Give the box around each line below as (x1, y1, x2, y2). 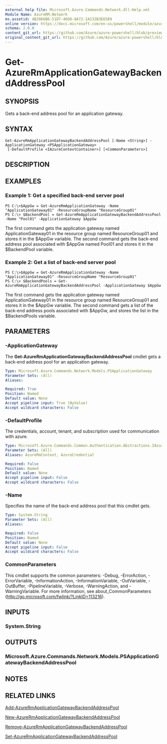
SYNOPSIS (5, 97, 39, 106)
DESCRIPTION (5, 160, 50, 169)
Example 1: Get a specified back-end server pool (5, 192, 124, 199)
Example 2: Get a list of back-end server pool (5, 259, 116, 266)
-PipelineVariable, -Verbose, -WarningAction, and (27, 583, 128, 589)
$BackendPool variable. (5, 246, 54, 252)
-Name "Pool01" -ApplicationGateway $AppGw (5, 216, 97, 221)
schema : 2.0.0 (5, 26, 35, 31)
